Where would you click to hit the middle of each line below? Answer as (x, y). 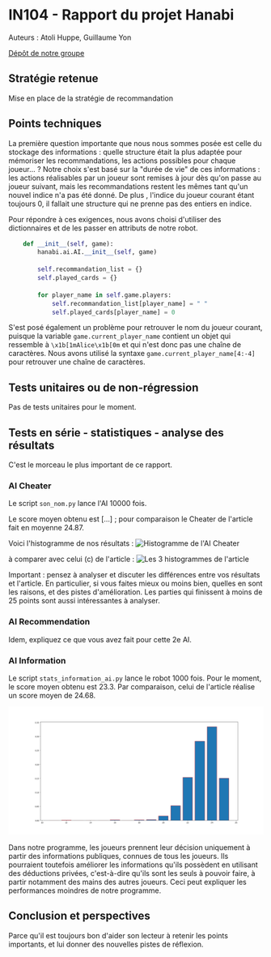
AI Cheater (30, 486)
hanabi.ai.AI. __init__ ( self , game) (97, 252)
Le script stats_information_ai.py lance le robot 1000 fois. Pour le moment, (135, 678)
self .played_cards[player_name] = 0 (113, 312)
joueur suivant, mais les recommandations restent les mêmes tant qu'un (128, 186)
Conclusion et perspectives (80, 916)
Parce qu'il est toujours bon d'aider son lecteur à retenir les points (119, 935)
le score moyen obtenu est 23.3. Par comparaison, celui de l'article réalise (132, 686)
